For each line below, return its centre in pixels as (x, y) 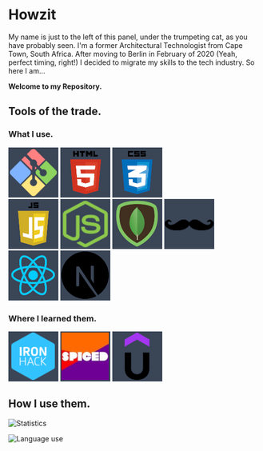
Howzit (32, 15)
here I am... (27, 70)
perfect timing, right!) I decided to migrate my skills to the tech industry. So (131, 62)
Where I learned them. (53, 318)
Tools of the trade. (55, 112)
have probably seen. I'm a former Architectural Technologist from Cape (126, 45)
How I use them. (49, 404)
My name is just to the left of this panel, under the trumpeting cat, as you (128, 37)
